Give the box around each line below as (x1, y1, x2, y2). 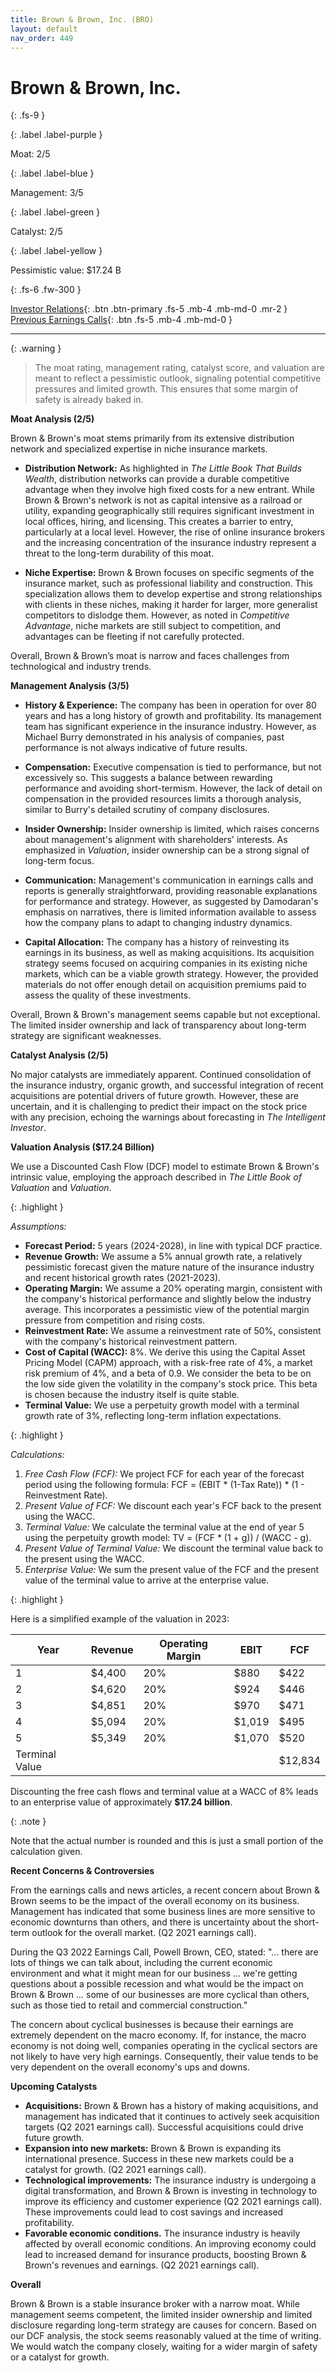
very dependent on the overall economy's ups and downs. (10, 2061, 250, 2073)
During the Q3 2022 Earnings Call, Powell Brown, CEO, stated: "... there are (10, 1946, 319, 1958)
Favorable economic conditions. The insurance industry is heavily (24, 2227, 301, 2240)
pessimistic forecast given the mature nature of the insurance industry (24, 1261, 315, 1273)
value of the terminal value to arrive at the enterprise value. (24, 1574, 270, 1586)
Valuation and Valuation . (10, 1182, 112, 1194)
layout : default (10, 24, 78, 34)
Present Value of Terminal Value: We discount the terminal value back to (24, 1542, 324, 1555)
